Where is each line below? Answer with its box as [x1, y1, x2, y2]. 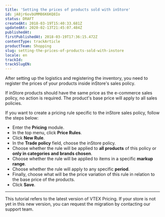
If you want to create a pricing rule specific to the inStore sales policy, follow [5, 110, 160, 116]
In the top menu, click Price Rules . [12, 130, 82, 136]
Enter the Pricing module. [12, 124, 65, 130]
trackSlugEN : [5, 62, 32, 67]
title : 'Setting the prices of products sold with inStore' [5, 7, 131, 12]
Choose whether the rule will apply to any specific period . [12, 166, 130, 172]
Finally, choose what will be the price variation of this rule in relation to [12, 171, 155, 177]
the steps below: [5, 115, 39, 121]
